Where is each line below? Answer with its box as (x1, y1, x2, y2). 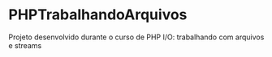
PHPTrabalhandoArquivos (8, 6, 188, 24)
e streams (8, 40, 42, 50)
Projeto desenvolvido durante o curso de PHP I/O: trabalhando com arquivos (8, 32, 265, 42)
